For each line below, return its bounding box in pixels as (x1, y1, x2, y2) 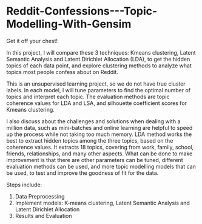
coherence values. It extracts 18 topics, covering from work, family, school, (6, 143, 194, 151)
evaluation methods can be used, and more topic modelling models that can (6, 163, 196, 170)
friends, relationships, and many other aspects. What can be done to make (6, 150, 193, 157)
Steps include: (6, 181, 42, 188)
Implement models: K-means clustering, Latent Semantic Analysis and (15, 199, 190, 206)
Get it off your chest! (6, 37, 58, 44)
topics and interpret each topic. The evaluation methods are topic (6, 93, 170, 100)
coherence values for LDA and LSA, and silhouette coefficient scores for (6, 99, 187, 107)
